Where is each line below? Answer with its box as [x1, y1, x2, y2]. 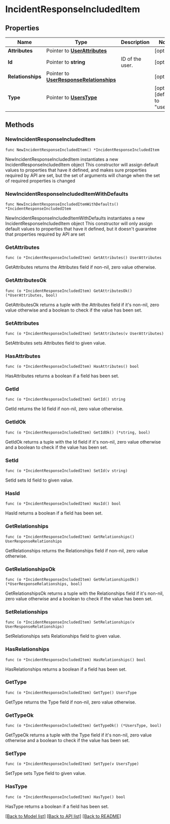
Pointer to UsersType [46, 94, 97, 101]
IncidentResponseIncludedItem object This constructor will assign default [5, 161, 158, 167]
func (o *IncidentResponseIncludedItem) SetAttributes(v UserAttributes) [5, 331, 164, 336]
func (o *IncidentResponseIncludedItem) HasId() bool [5, 501, 121, 506]
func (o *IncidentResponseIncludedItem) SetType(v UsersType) [5, 761, 139, 767]
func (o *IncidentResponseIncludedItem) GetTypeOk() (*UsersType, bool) [5, 723, 162, 728]
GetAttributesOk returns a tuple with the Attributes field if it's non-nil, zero [5, 301, 159, 308]
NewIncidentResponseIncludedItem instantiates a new [5, 156, 118, 162]
